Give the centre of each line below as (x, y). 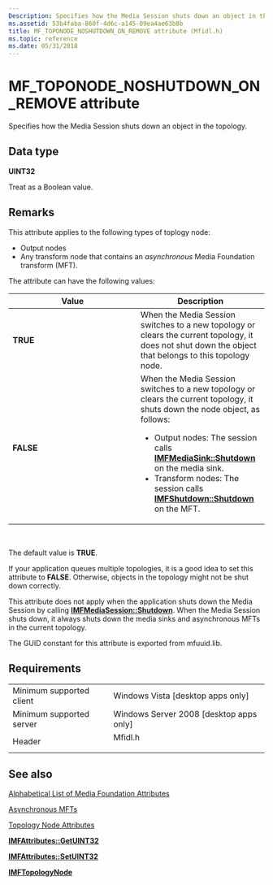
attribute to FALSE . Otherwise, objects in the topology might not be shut (129, 577)
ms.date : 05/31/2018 (43, 46)
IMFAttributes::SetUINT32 (54, 857)
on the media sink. (189, 468)
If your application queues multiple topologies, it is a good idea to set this (131, 568)
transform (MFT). (49, 265)
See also (30, 774)
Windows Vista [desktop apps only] (181, 696)
